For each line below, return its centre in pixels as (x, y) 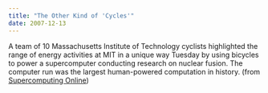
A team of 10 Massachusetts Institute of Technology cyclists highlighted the (133, 46)
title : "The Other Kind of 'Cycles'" (71, 16)
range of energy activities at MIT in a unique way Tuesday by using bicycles (134, 55)
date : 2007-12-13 (37, 23)
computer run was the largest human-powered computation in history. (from (134, 71)
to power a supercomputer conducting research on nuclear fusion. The (126, 63)
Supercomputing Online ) (49, 80)
